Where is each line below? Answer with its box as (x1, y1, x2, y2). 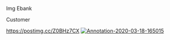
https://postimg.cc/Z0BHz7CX (6, 27, 80, 34)
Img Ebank (6, 5, 32, 12)
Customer (6, 16, 31, 23)
